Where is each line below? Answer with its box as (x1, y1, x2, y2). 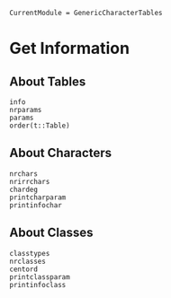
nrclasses (9, 257, 47, 266)
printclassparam (9, 272, 70, 282)
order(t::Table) (9, 121, 70, 130)
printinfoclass (9, 280, 67, 289)
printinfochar (9, 200, 63, 210)
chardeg (9, 185, 39, 194)
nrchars (9, 169, 39, 179)
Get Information (9, 39, 130, 58)
